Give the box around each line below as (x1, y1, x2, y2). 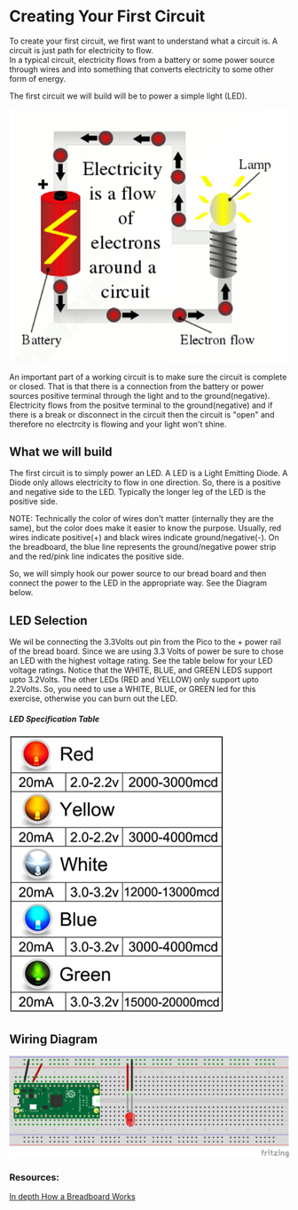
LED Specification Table (9, 713, 100, 724)
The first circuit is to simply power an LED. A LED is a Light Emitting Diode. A (9, 468, 288, 479)
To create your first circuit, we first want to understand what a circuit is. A (9, 36, 278, 46)
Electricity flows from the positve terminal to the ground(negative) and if (9, 400, 273, 410)
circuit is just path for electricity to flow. (9, 44, 153, 55)
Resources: (9, 1171, 59, 1183)
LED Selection (9, 613, 88, 628)
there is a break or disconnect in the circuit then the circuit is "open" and (9, 409, 275, 419)
